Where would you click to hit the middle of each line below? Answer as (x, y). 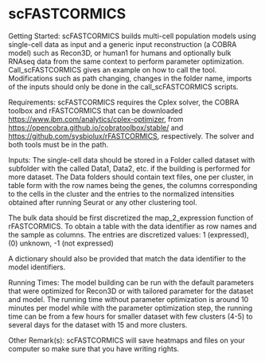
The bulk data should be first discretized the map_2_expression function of (131, 218)
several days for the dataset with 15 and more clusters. (98, 324)
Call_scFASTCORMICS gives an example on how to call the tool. (113, 69)
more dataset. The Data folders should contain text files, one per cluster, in (131, 177)
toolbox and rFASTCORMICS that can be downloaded (95, 110)
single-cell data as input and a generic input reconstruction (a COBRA (123, 44)
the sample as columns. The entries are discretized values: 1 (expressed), (129, 234)
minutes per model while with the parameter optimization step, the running (131, 308)
